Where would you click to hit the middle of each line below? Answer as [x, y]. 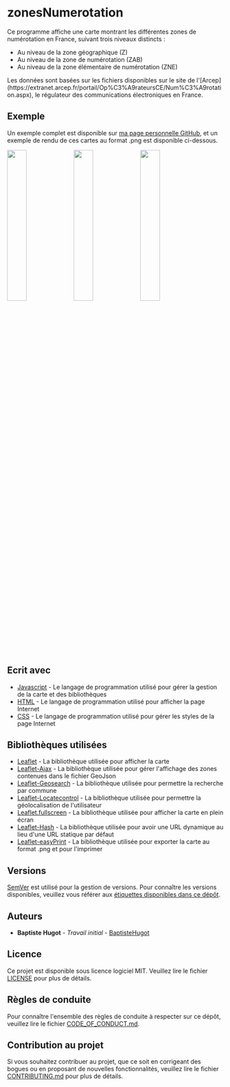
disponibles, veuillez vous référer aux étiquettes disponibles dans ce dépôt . [114, 895]
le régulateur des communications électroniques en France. [119, 95]
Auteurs [25, 916]
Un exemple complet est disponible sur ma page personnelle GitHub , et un [113, 133]
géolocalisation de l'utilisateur [59, 805]
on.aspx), [20, 95]
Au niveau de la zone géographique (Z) [72, 52]
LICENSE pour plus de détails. [49, 978]
